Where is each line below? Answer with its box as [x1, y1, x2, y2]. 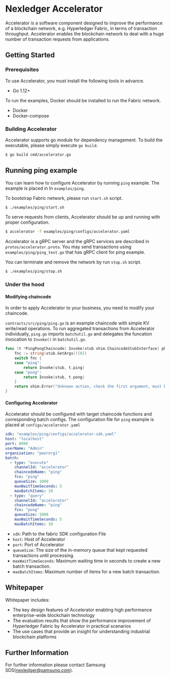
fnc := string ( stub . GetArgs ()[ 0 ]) [14, 351, 87, 356]
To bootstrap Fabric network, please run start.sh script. [5, 195, 123, 201]
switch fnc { [14, 356, 42, 361]
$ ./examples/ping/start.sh [5, 204, 65, 210]
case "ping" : [14, 360, 42, 365]
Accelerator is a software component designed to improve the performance [5, 20, 163, 26]
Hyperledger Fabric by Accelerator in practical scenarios [12, 623, 132, 629]
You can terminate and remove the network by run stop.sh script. [5, 259, 142, 265]
